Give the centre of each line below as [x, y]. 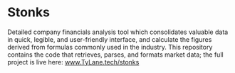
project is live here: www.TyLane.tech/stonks [73, 62]
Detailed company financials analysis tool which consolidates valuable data [118, 32]
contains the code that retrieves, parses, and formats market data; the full [115, 55]
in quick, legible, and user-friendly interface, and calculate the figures [110, 39]
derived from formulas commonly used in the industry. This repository [110, 47]
